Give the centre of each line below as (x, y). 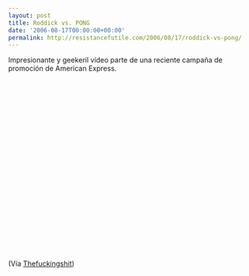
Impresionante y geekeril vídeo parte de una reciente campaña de (115, 60)
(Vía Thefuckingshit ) (41, 264)
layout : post (30, 15)
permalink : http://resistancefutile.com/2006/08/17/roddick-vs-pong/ (125, 38)
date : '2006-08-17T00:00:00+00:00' (67, 30)
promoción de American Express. (62, 69)
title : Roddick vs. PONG (49, 23)
